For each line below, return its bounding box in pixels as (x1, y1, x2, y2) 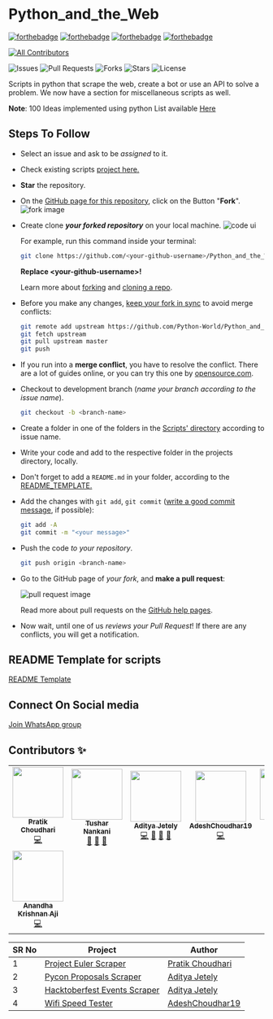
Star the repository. (19, 180, 86, 189)
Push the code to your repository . (19, 542, 133, 553)
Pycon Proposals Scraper (44, 971, 142, 982)
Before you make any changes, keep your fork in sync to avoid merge (19, 298, 253, 307)
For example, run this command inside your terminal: (19, 236, 197, 246)
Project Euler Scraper (44, 958, 126, 969)
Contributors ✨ (8, 743, 87, 757)
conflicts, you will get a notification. (19, 629, 140, 639)
